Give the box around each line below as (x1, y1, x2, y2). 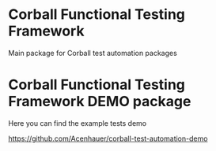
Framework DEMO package (8, 93, 191, 111)
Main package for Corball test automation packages (8, 48, 178, 57)
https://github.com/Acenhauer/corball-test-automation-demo (8, 134, 208, 143)
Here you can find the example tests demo (8, 118, 147, 127)
